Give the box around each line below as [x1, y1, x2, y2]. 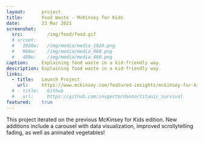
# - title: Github [12, 88, 64, 94]
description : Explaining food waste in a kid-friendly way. [6, 65, 162, 72]
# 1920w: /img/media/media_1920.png [12, 43, 115, 49]
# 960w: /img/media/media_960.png [12, 49, 113, 55]
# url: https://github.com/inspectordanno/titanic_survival [12, 93, 183, 100]
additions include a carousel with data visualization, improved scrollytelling [6, 122, 194, 129]
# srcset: [12, 37, 36, 43]
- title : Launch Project [12, 76, 80, 83]
